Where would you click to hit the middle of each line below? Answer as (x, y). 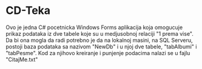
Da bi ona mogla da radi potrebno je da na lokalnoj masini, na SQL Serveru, (99, 40)
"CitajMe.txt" (22, 59)
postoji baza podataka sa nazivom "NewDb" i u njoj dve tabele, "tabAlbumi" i (101, 47)
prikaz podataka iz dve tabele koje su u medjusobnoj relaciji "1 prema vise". (99, 33)
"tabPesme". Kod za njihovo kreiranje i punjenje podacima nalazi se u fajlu (98, 53)
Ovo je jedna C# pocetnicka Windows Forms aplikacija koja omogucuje (94, 27)
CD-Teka (28, 11)
